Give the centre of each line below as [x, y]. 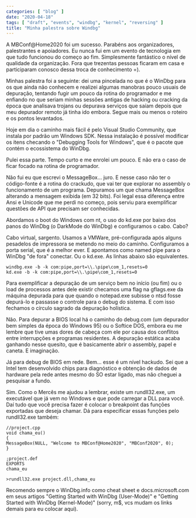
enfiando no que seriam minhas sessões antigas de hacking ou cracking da [97, 100]
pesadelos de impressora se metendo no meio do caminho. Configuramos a [97, 244]
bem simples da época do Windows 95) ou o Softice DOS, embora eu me [94, 326]
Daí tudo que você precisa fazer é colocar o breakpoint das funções [88, 405]
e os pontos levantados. [35, 119]
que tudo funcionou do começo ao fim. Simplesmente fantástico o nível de [96, 57]
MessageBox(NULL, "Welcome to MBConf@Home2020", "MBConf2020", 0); [90, 443]
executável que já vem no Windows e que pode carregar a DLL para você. [95, 398]
